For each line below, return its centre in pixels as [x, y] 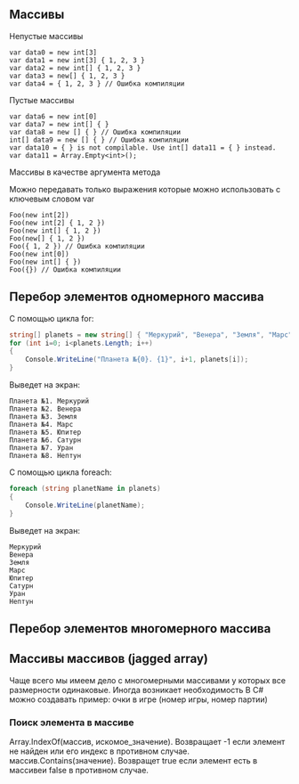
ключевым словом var [52, 199]
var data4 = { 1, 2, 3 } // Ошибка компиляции [97, 84]
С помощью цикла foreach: [61, 472]
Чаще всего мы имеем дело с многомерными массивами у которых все [148, 680]
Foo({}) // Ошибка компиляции [65, 269]
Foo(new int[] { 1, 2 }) [55, 231]
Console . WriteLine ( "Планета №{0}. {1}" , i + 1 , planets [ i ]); [137, 360]
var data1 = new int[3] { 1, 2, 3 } [77, 60]
